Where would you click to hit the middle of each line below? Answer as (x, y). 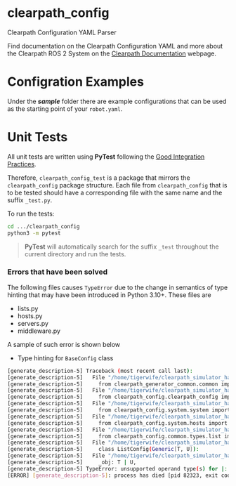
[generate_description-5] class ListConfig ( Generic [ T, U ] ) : (103, 449)
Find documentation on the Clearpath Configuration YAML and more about (115, 46)
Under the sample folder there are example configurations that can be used (117, 101)
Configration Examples (76, 82)
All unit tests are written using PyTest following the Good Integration (106, 157)
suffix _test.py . (30, 200)
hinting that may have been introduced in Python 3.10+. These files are (110, 295)
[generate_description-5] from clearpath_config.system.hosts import (118, 423)
